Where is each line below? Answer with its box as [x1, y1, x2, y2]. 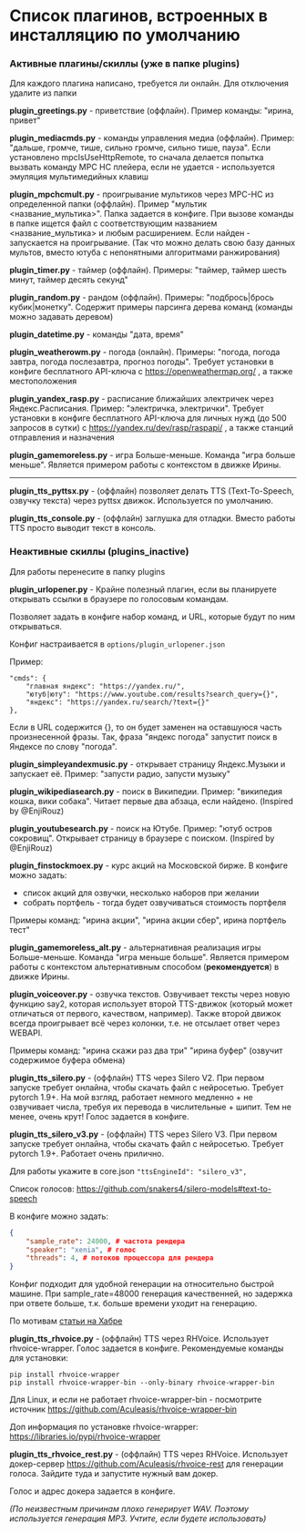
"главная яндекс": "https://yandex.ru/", [25, 681, 185, 690]
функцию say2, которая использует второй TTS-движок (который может [9, 998, 293, 1009]
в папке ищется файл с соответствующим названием [9, 218, 218, 229]
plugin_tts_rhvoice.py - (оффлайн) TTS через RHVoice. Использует [9, 1334, 270, 1344]
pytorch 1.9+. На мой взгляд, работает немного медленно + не [9, 1091, 253, 1102]
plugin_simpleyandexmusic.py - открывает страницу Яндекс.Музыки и [9, 758, 286, 770]
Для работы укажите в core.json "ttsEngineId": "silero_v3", [9, 1165, 248, 1176]
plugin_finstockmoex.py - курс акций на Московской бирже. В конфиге [9, 860, 289, 871]
